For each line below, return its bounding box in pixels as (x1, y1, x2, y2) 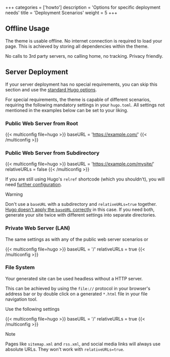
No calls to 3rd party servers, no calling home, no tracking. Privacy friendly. (5, 53, 163, 59)
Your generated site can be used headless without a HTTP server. (5, 275, 143, 281)
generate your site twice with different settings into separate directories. (5, 212, 156, 218)
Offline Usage (5, 24, 50, 33)
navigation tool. (5, 296, 38, 302)
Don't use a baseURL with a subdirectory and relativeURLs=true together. (5, 201, 157, 207)
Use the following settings (5, 306, 60, 312)
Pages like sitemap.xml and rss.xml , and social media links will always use (5, 341, 161, 347)
